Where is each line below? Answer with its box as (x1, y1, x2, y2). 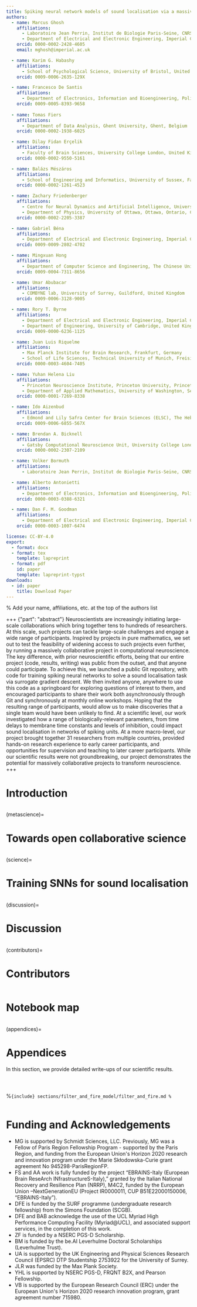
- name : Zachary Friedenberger (11, 193, 88, 199)
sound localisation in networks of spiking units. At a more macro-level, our (6, 728, 186, 735)
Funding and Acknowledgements (6, 1118, 171, 1132)
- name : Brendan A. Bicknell (11, 431, 83, 437)
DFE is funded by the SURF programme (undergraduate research (14, 1200, 172, 1207)
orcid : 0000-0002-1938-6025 (16, 128, 85, 134)
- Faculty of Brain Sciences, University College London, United (21, 150, 185, 156)
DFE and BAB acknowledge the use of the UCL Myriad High (14, 1212, 159, 1219)
